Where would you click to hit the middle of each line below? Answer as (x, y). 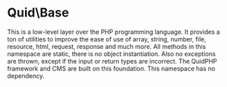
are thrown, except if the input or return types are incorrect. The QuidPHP (112, 61)
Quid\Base (38, 13)
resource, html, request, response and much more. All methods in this (107, 46)
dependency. (26, 76)
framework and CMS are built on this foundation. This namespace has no (111, 68)
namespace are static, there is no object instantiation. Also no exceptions (111, 54)
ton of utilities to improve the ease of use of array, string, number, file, (107, 39)
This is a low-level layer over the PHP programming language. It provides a (113, 32)
